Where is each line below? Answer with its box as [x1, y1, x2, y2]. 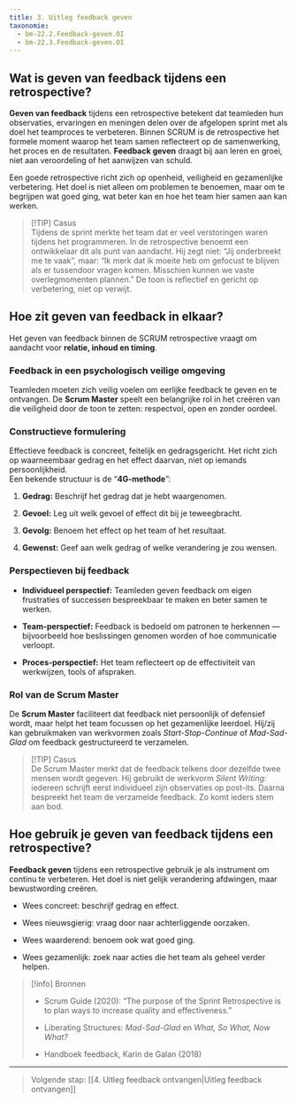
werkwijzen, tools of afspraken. [21, 666, 137, 677]
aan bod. [30, 802, 64, 812]
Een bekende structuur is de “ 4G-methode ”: [9, 473, 171, 484]
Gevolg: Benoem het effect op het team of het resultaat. [21, 525, 227, 536]
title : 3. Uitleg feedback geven [9, 12, 133, 22]
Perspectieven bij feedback [9, 565, 130, 577]
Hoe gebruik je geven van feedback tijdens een [9, 826, 274, 842]
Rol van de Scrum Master [9, 688, 119, 700]
